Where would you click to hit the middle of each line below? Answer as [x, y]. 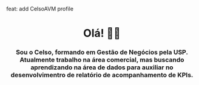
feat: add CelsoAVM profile [40, 9]
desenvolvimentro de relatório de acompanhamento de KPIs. [102, 75]
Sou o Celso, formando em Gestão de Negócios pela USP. [102, 52]
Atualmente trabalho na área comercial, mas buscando [102, 60]
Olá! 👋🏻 [102, 33]
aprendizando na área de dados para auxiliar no [102, 67]
